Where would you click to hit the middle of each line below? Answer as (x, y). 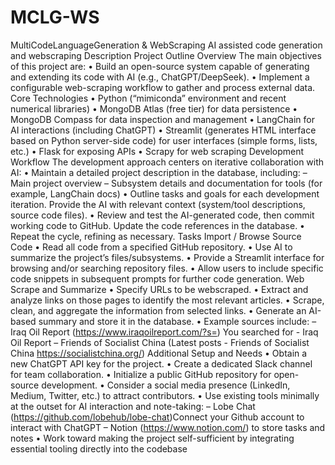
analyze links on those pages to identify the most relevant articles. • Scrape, (167, 300)
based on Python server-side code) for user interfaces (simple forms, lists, (164, 140)
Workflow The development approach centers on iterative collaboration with (167, 162)
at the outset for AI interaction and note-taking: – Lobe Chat (133, 406)
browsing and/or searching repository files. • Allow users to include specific (167, 268)
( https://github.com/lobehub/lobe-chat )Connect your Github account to (157, 417)
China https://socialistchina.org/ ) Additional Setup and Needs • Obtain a (159, 353)
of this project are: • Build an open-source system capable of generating (160, 66)
